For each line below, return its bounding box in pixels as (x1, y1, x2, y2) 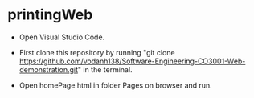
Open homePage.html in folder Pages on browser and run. (18, 80, 212, 90)
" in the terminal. (77, 64, 133, 74)
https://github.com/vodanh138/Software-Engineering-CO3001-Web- (18, 56, 246, 66)
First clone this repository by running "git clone (18, 47, 175, 57)
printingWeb (7, 6, 93, 24)
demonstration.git (18, 64, 78, 74)
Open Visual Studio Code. (18, 32, 105, 42)
